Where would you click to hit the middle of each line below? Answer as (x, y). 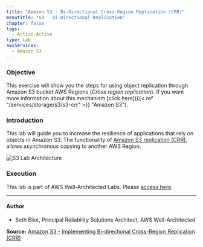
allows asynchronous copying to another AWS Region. (74, 146)
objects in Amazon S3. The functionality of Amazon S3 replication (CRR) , (97, 140)
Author (15, 207)
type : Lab (19, 40)
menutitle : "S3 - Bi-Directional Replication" (66, 18)
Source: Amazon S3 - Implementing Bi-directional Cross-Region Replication (101, 231)
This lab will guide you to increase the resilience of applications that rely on (100, 133)
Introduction (25, 120)
